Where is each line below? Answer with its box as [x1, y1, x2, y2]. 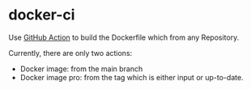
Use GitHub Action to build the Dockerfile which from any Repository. [8, 32, 240, 42]
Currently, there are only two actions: [8, 48, 133, 58]
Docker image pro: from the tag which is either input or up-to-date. [19, 72, 245, 82]
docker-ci [8, 6, 75, 24]
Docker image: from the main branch [19, 63, 143, 74]
